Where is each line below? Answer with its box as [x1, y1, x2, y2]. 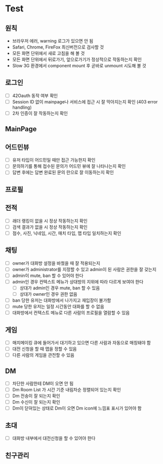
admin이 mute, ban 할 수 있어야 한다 [12, 273, 83, 278]
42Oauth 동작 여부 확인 [12, 93, 58, 98]
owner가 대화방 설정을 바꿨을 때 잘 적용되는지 [12, 260, 100, 266]
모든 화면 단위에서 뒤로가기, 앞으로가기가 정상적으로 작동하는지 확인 [12, 56, 142, 62]
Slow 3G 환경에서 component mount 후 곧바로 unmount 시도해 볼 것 [12, 63, 147, 68]
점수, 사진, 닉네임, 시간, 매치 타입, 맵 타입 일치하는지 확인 [12, 230, 122, 236]
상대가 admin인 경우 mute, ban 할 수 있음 [19, 285, 100, 291]
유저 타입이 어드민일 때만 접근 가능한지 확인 [12, 157, 96, 163]
